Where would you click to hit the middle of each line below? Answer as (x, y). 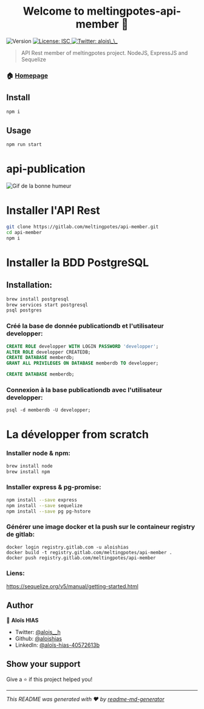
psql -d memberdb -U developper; (49, 410)
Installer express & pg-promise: (54, 487)
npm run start (24, 144)
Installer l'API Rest (53, 211)
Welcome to (54, 11)
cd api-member (24, 232)
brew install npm (28, 472)
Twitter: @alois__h (38, 632)
